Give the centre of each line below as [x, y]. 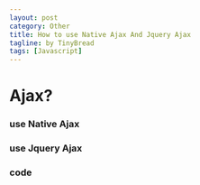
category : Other [40, 26]
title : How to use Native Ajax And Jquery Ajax [100, 34]
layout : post [34, 18]
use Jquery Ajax [46, 148]
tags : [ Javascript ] [46, 51]
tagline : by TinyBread [52, 43]
